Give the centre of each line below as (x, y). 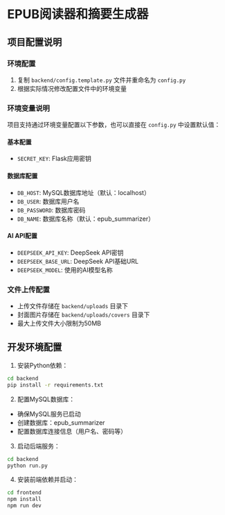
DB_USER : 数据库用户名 (48, 201)
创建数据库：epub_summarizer (61, 422)
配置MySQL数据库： (46, 399)
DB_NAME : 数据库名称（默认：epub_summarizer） (85, 219)
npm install (24, 499)
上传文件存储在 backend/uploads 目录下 (73, 306)
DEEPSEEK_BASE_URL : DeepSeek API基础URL (78, 261)
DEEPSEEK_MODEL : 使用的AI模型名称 (65, 270)
